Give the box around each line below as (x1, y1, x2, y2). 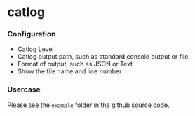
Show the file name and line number (17, 67, 122, 75)
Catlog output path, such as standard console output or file (17, 52, 189, 61)
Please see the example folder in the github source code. (7, 101, 170, 109)
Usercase (7, 85, 41, 94)
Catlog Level (17, 45, 54, 53)
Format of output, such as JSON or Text (17, 60, 133, 68)
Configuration (7, 29, 56, 39)
